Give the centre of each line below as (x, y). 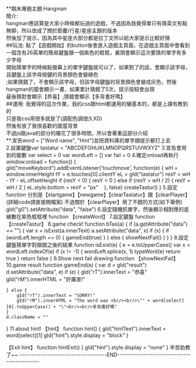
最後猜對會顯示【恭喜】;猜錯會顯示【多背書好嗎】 (66, 96)
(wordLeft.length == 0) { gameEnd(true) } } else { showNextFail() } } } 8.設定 (97, 237)
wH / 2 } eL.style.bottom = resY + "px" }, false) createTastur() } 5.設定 (92, 187)
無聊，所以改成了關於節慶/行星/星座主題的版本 (62, 30)
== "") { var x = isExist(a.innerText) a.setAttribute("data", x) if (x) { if (88, 231)
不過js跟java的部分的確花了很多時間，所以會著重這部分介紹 (77, 133)
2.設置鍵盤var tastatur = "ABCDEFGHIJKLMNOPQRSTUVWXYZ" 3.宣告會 (94, 148)
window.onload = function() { (41, 162)
